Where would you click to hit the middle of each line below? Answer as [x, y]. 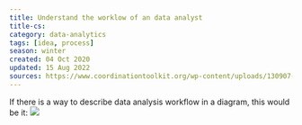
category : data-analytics [58, 34]
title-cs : [28, 26]
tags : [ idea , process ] [52, 43]
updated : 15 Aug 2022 [50, 68]
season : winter [38, 51]
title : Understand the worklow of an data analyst [106, 18]
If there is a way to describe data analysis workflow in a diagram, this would [150, 102]
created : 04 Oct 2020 [50, 59]
